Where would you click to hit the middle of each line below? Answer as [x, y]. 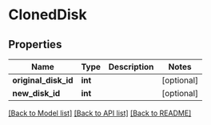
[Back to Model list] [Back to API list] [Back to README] [100, 113]
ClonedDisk [48, 15]
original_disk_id [43, 80]
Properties [35, 44]
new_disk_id [36, 93]
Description [131, 67]
